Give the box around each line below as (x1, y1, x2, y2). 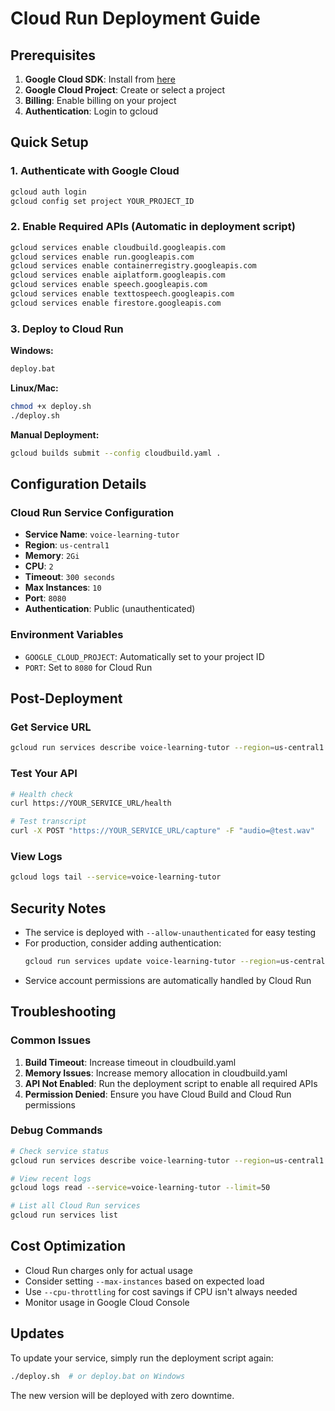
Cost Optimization (10, 1238, 127, 1255)
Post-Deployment (10, 690, 123, 707)
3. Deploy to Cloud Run (10, 322, 124, 336)
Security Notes (10, 900, 107, 917)
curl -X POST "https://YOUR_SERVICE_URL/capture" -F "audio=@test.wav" (10, 826, 315, 836)
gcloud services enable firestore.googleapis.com (10, 298, 222, 308)
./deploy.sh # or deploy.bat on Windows (10, 1371, 186, 1381)
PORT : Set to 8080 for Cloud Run (24, 661, 153, 673)
